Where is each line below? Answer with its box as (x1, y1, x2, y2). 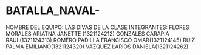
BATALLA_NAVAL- (5, 4, 100, 18)
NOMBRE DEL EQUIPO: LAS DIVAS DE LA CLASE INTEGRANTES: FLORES (5, 24, 189, 31)
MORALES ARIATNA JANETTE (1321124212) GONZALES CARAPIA (5, 30, 169, 37)
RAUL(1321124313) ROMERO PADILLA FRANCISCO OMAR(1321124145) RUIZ (5, 36, 196, 44)
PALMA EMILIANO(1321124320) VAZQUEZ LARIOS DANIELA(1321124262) (5, 43, 189, 50)
